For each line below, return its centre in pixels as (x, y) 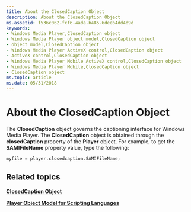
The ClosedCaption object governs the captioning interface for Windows (95, 129)
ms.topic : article (29, 78)
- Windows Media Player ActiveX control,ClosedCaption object (85, 50)
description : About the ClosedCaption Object (63, 17)
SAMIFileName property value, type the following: (68, 147)
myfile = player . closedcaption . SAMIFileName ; (63, 158)
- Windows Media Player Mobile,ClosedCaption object (73, 67)
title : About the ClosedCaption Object (55, 12)
